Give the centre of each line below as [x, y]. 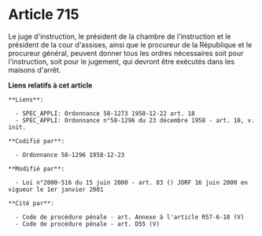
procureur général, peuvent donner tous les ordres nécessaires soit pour [126, 53]
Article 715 [44, 15]
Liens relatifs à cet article [50, 85]
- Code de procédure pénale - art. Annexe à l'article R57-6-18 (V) [130, 217]
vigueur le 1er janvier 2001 [56, 189]
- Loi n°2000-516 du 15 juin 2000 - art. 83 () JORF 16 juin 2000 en [131, 182]
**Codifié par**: [37, 141]
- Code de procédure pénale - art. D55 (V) [87, 224]
